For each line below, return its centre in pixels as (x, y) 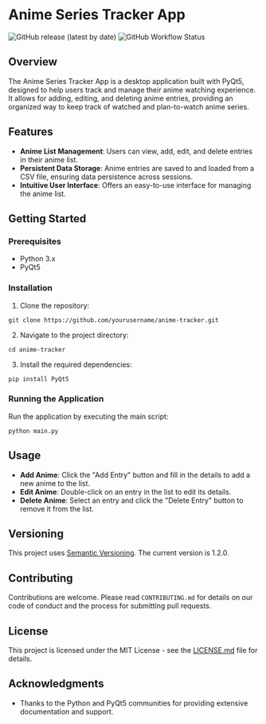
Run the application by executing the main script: (88, 416)
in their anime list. (49, 159)
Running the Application (56, 399)
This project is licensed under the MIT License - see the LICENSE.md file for (133, 650)
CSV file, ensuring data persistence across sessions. (106, 177)
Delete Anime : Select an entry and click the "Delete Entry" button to (131, 500)
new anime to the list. (55, 483)
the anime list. (43, 193)
